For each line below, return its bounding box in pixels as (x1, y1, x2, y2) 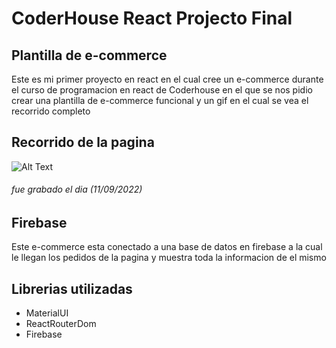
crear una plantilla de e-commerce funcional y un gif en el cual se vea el (11, 95, 309, 106)
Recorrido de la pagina (11, 134, 155, 151)
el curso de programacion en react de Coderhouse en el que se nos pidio (11, 84, 313, 96)
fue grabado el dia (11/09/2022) (11, 183, 143, 196)
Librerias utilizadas (11, 280, 133, 297)
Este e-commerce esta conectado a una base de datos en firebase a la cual (11, 241, 323, 253)
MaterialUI (25, 307, 69, 319)
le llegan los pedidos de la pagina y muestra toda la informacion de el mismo (11, 252, 327, 264)
